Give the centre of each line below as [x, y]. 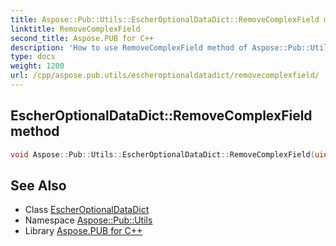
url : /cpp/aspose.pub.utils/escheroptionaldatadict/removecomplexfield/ [165, 76]
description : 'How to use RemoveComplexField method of [129, 47]
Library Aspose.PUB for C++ [83, 231]
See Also [38, 185]
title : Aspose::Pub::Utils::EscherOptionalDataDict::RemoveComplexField [165, 19]
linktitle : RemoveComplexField [75, 29]
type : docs [33, 57]
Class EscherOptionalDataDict [87, 210]
